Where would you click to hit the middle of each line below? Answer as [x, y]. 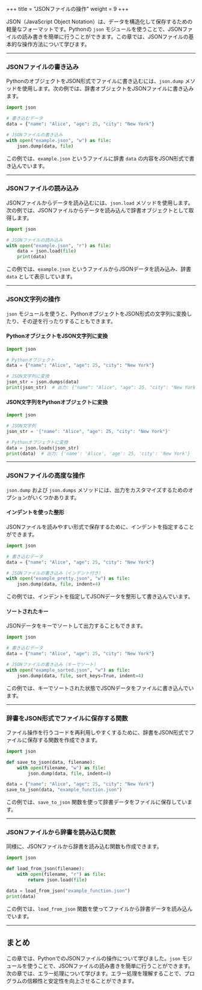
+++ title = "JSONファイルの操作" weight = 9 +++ [68, 9]
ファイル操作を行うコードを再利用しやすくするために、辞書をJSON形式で [98, 732]
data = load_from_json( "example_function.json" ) [68, 891]
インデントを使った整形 [35, 512]
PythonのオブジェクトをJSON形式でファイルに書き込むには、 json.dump [95, 81]
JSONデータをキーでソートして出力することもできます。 [76, 626]
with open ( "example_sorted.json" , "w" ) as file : [68, 670]
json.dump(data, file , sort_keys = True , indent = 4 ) [81, 675]
